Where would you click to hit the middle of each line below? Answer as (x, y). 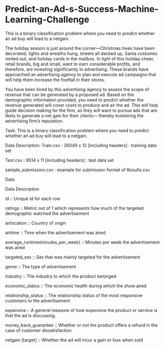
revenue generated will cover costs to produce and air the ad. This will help (82, 105)
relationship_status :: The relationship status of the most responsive (74, 295)
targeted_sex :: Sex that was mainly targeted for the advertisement (73, 257)
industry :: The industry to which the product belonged (61, 276)
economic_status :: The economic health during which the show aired (76, 286)
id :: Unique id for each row (33, 199)
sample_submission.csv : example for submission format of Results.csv (78, 170)
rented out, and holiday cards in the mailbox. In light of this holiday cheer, (80, 58)
